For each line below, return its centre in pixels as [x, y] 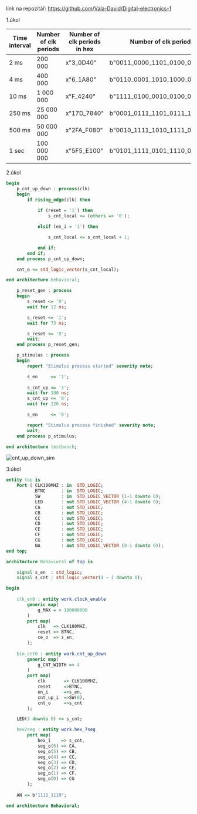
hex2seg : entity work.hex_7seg [56, 730]
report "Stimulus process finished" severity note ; [92, 425]
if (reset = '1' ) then [65, 211]
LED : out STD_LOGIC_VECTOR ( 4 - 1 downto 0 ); [98, 502]
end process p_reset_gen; [48, 345]
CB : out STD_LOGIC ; [69, 513]
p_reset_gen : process [44, 291]
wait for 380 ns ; [48, 393]
